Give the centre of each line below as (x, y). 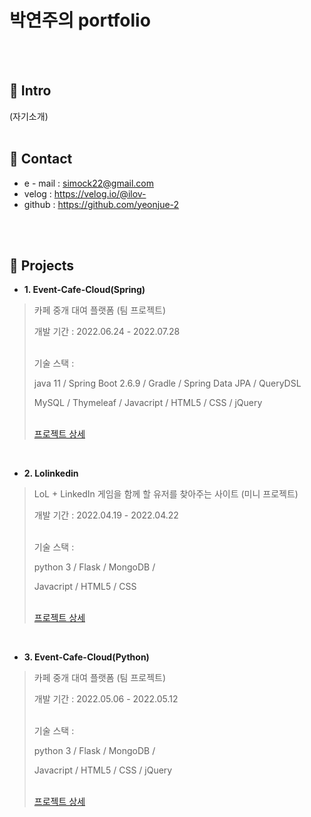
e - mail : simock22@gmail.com (88, 183)
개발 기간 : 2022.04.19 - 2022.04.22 (106, 515)
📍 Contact (41, 159)
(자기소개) (29, 116)
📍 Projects (42, 265)
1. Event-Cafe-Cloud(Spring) (84, 290)
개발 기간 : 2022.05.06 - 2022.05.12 (106, 699)
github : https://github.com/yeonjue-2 (101, 204)
